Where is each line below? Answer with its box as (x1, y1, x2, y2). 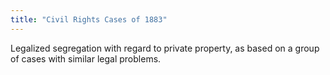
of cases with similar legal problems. (10, 52, 162, 65)
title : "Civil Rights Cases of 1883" (10, 14, 168, 25)
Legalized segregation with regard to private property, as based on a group (10, 42, 320, 54)
